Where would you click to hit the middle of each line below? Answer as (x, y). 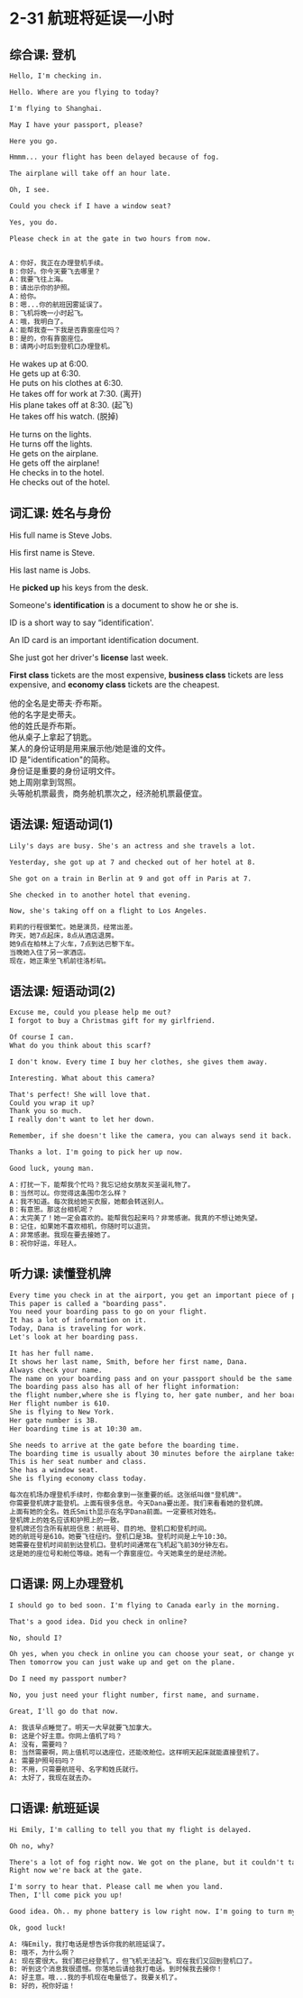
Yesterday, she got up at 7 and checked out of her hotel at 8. (133, 862)
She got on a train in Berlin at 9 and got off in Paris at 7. (131, 879)
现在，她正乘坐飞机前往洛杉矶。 (60, 961)
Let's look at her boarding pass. (74, 1337)
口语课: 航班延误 (54, 1808)
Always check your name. (56, 1370)
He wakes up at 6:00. (49, 364)
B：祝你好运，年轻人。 (45, 1243)
